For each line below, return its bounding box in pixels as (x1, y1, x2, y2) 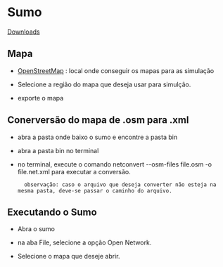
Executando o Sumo (7, 206, 97, 218)
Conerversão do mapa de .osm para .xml (7, 114, 189, 126)
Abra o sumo (17, 225, 55, 233)
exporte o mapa (17, 93, 64, 102)
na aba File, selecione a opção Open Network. (17, 238, 152, 247)
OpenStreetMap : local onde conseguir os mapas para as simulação (17, 66, 215, 74)
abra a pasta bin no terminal (17, 146, 99, 155)
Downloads (7, 27, 40, 36)
